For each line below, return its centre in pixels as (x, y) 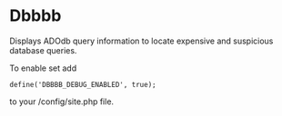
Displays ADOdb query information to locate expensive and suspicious (141, 41)
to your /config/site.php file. (62, 101)
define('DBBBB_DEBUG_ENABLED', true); (83, 84)
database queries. (43, 50)
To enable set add (43, 68)
